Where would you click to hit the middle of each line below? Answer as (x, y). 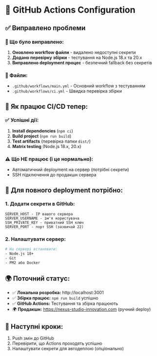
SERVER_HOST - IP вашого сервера (39, 214)
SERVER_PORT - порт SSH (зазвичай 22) (44, 227)
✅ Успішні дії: (22, 120)
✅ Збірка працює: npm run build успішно (55, 298)
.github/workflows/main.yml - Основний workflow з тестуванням (78, 86)
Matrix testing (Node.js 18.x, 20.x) (47, 146)
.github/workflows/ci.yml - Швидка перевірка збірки (67, 91)
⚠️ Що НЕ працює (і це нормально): (49, 159)
